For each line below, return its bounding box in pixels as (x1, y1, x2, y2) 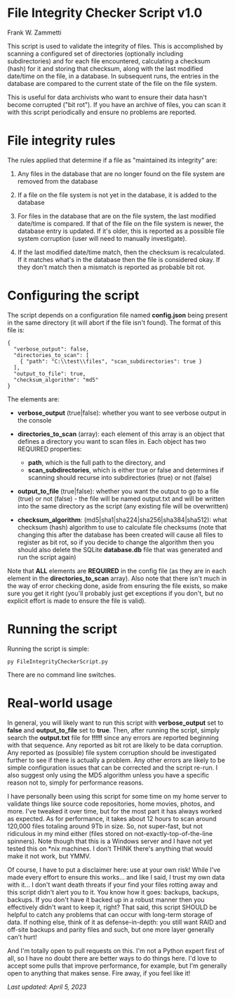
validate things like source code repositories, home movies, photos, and (7, 799, 215, 808)
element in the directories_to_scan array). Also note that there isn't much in (7, 574, 227, 582)
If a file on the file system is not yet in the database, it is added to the (17, 190, 217, 199)
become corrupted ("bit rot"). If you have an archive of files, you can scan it (7, 100, 227, 108)
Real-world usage (7, 695, 113, 711)
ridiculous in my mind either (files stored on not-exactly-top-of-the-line (7, 829, 213, 837)
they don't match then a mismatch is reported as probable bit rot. (17, 263, 206, 271)
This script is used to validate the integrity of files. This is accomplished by (7, 42, 223, 50)
